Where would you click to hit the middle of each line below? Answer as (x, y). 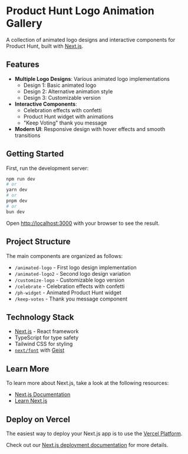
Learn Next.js (31, 401)
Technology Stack (40, 317)
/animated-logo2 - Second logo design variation (72, 273)
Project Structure (38, 242)
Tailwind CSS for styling (44, 344)
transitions (27, 135)
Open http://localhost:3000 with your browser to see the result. (83, 223)
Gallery (24, 23)
